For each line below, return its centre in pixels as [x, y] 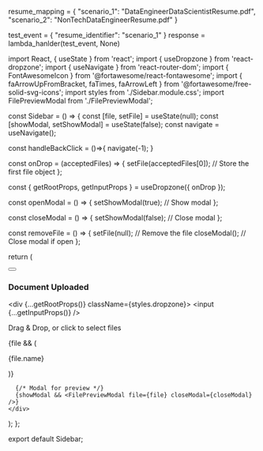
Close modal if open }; [44, 241]
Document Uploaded [49, 287]
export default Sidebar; [46, 439]
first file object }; [36, 172]
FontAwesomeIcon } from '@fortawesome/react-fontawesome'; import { [126, 75]
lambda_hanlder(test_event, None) [64, 43]
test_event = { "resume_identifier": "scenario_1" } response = [107, 35]
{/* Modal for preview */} [60, 389]
